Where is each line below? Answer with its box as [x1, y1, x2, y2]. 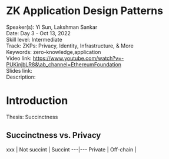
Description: [6, 73, 36, 80]
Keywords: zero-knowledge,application [6, 48, 101, 55]
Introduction [6, 94, 68, 107]
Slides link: [6, 67, 32, 74]
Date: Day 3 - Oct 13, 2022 [6, 29, 71, 36]
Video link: [6, 55, 32, 62]
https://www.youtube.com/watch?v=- [32, 55, 124, 62]
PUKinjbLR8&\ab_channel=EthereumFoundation [6, 60, 122, 68]
